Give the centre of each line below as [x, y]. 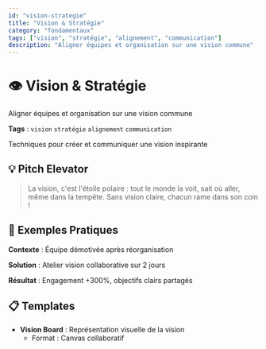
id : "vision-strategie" [48, 16]
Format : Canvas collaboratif [78, 338]
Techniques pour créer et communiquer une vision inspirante [108, 145]
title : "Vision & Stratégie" [56, 23]
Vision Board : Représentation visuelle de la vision [102, 329]
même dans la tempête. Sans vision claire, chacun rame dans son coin [143, 196]
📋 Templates [42, 306]
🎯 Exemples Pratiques [64, 230]
